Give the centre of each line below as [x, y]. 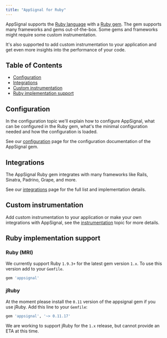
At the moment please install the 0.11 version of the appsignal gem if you [81, 301]
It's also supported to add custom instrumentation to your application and [81, 44]
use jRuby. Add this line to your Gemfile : [47, 307]
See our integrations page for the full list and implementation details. [76, 189]
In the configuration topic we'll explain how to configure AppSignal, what [80, 121]
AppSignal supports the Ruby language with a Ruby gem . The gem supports [83, 24]
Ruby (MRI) [19, 252]
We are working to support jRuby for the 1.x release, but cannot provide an [83, 325]
